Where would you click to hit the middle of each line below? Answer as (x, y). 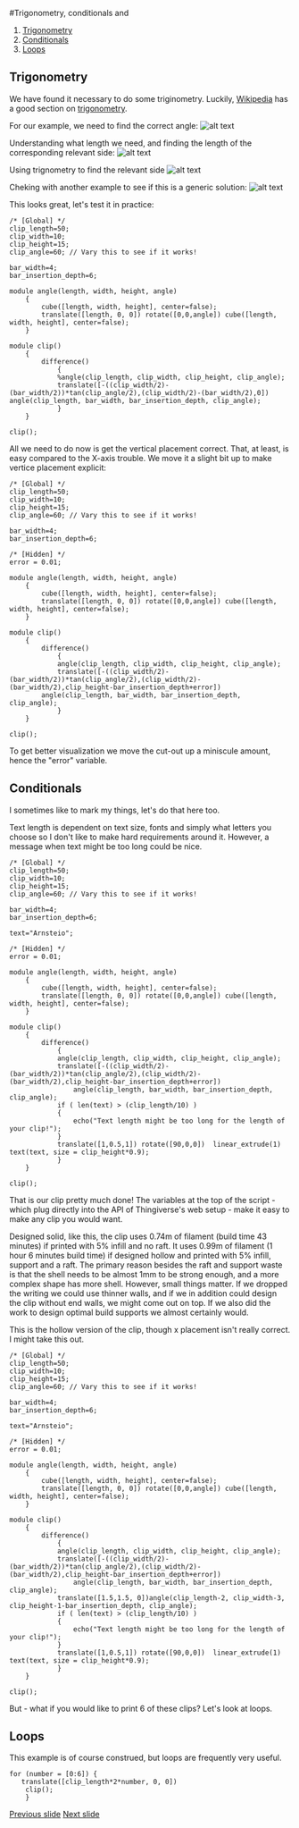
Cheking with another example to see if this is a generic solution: (128, 187)
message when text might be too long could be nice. (106, 846)
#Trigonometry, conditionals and (69, 13)
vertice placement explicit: (58, 468)
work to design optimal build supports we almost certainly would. (129, 1312)
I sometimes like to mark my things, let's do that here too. (115, 810)
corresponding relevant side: (62, 152)
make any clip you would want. (66, 1218)
